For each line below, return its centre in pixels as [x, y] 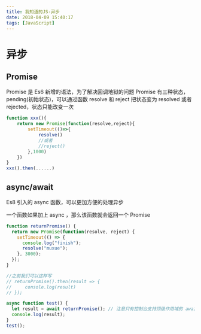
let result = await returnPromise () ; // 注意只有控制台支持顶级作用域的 [97, 309]
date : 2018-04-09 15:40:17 [40, 17]
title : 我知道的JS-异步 [33, 12]
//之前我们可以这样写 [29, 276]
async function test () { [37, 303]
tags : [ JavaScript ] [31, 23]
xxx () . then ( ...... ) [31, 168]
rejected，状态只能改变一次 [40, 107]
